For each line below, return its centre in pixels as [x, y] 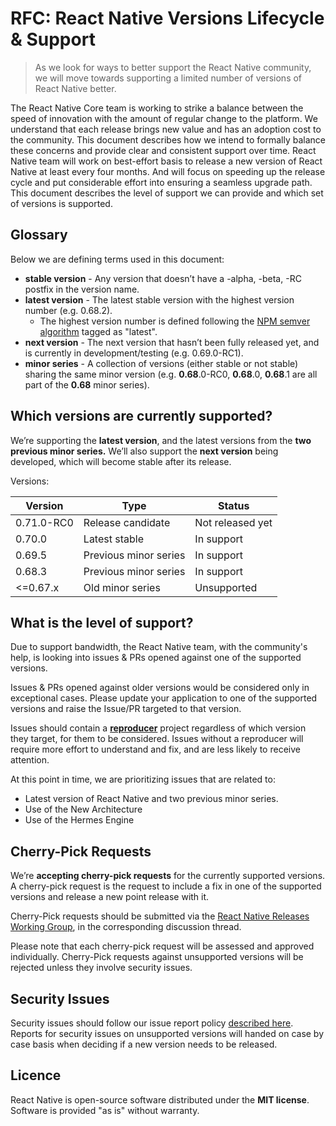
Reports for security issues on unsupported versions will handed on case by [167, 1033]
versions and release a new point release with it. [110, 897]
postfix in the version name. [82, 289]
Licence [36, 1075]
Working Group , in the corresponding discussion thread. [126, 927]
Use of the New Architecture [83, 809]
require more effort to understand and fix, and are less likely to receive [155, 749]
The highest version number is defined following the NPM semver [175, 321]
